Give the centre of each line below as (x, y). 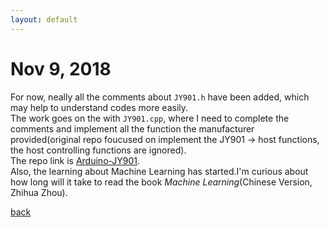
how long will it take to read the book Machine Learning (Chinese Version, (161, 182)
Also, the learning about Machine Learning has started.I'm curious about (159, 171)
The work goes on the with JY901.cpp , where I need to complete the (150, 118)
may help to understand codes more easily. (99, 107)
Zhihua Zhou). (39, 192)
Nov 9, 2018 (61, 68)
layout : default (44, 19)
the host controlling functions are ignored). (98, 150)
